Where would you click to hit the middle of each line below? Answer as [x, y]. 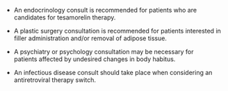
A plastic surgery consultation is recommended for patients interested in [117, 31]
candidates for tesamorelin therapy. [65, 17]
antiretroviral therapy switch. [55, 80]
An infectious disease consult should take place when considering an [113, 73]
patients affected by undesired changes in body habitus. [95, 59]
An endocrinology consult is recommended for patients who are [105, 10]
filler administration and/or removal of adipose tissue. [90, 38]
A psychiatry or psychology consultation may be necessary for [104, 52]
